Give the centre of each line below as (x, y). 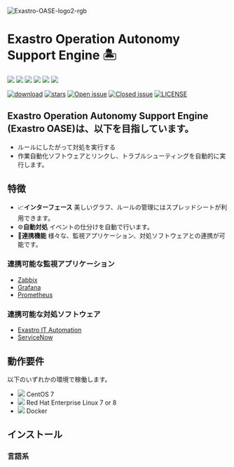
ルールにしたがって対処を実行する (67, 147)
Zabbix (27, 280)
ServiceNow (35, 337)
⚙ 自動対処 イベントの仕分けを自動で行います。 (85, 226)
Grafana (29, 287)
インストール (35, 435)
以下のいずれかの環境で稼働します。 (59, 379)
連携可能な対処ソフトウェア (54, 314)
